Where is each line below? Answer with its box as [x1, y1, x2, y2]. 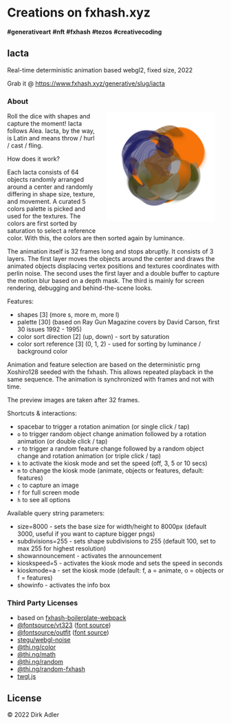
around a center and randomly [7, 183, 93, 191]
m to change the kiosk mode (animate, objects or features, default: [16, 466, 204, 475]
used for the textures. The [7, 212, 81, 220]
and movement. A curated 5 [7, 198, 86, 206]
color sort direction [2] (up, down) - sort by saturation [16, 333, 170, 341]
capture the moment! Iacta [7, 119, 82, 128]
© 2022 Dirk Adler [7, 711, 60, 719]
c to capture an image [16, 481, 79, 490]
